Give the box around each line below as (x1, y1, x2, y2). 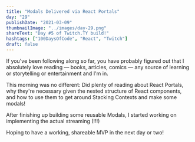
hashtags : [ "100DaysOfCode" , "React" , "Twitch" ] (6, 36, 128, 42)
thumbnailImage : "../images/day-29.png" (6, 25, 107, 31)
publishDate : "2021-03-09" (6, 19, 72, 25)
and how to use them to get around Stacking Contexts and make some (6, 93, 177, 100)
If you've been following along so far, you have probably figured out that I (6, 57, 184, 65)
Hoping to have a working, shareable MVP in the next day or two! (6, 129, 164, 136)
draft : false (6, 42, 38, 48)
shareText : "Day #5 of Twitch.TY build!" (6, 31, 110, 36)
